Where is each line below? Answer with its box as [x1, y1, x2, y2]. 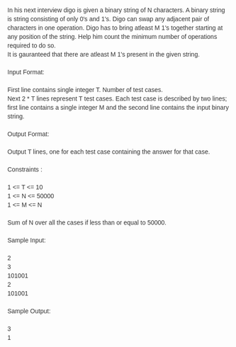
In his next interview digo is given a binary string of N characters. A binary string [7, 6, 225, 14]
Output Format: [7, 130, 50, 138]
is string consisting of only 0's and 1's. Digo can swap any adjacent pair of [7, 15, 210, 23]
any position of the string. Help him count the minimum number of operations [7, 33, 218, 40]
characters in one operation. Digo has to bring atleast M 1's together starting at [7, 24, 223, 32]
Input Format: [7, 68, 45, 76]
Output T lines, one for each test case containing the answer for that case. [7, 148, 210, 156]
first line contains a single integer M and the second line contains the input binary [7, 103, 229, 111]
